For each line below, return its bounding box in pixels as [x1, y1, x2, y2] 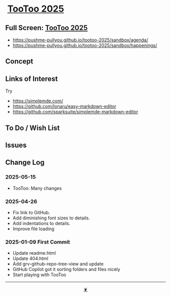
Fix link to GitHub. [12, 209, 50, 215]
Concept [5, 57, 34, 66]
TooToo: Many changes [12, 185, 62, 191]
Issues [5, 141, 27, 150]
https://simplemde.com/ [12, 98, 64, 104]
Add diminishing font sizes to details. [12, 215, 90, 221]
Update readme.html [12, 250, 56, 256]
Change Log [5, 158, 45, 167]
